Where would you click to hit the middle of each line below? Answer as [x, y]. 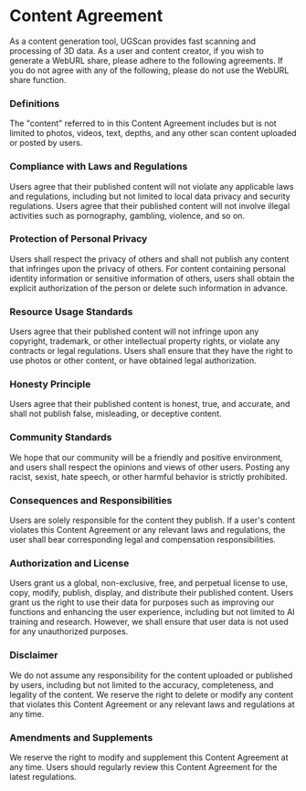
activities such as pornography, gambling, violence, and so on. [127, 215]
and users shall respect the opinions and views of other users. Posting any [150, 467]
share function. [38, 79]
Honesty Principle [50, 384]
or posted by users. [46, 143]
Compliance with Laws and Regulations [99, 167]
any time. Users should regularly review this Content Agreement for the [143, 766]
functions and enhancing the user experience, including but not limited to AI [152, 612]
